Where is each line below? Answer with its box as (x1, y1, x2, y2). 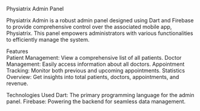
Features (6, 48, 28, 55)
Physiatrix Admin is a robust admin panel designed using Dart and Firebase (6, 17, 194, 24)
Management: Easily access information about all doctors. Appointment (6, 60, 185, 68)
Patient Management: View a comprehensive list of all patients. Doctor (6, 54, 182, 61)
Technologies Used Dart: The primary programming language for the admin (6, 92, 195, 98)
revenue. (6, 80, 28, 87)
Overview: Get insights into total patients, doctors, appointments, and (6, 74, 179, 80)
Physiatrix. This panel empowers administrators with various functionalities (6, 30, 193, 37)
